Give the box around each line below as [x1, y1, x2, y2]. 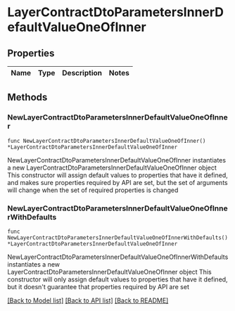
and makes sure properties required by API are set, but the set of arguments [7, 178, 228, 186]
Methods [7, 91, 48, 103]
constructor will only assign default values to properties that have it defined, [7, 275, 228, 284]
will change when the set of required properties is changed [7, 186, 179, 194]
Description [62, 68, 102, 77]
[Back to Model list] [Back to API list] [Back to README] [7, 296, 169, 305]
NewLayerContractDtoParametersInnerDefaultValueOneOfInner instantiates [7, 155, 227, 164]
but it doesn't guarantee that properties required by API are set [7, 282, 190, 291]
